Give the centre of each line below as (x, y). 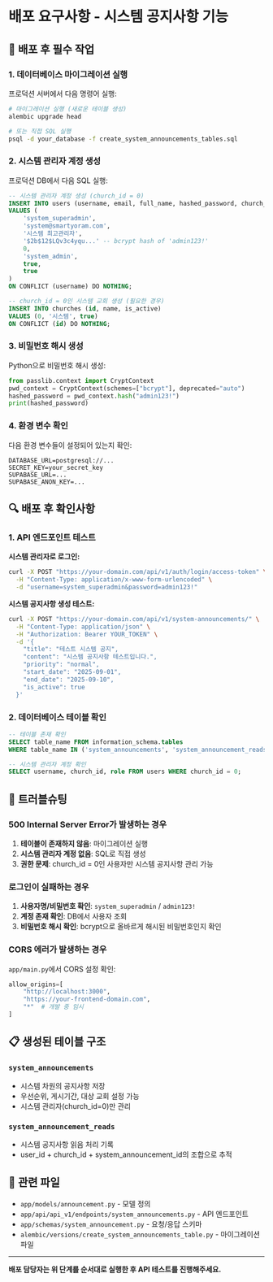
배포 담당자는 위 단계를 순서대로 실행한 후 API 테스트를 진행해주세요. (115, 1269)
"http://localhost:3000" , (67, 992)
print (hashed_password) (49, 403)
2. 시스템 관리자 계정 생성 (55, 161)
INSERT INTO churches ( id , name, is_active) (85, 309)
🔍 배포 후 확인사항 (52, 509)
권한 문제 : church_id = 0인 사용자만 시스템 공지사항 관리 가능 (117, 863)
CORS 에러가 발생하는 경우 (58, 950)
